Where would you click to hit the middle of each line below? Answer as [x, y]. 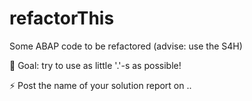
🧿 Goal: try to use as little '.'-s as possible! [95, 65]
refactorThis [62, 18]
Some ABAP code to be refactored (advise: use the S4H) [126, 46]
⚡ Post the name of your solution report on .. [100, 85]
